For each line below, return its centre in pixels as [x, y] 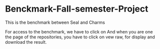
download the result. [26, 42]
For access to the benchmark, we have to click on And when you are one [79, 32]
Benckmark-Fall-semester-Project [77, 9]
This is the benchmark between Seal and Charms [55, 22]
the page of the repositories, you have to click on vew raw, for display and [80, 37]
